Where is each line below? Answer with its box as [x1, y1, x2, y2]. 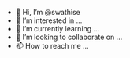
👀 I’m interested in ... [15, 16, 83, 25]
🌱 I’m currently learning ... [15, 24, 100, 33]
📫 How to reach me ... [15, 42, 89, 50]
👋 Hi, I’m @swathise [15, 8, 81, 16]
